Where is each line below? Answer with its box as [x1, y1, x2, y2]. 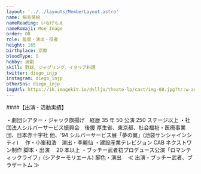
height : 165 [6, 42, 36, 48]
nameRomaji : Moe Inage [6, 25, 63, 32]
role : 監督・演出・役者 [6, 36, 59, 42]
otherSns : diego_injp [6, 81, 60, 87]
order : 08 [6, 31, 31, 37]
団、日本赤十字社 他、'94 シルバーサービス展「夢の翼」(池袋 [6, 131, 156, 138]
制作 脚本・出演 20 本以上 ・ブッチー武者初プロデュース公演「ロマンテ [11, 146, 191, 153]
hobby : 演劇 [6, 59, 34, 65]
